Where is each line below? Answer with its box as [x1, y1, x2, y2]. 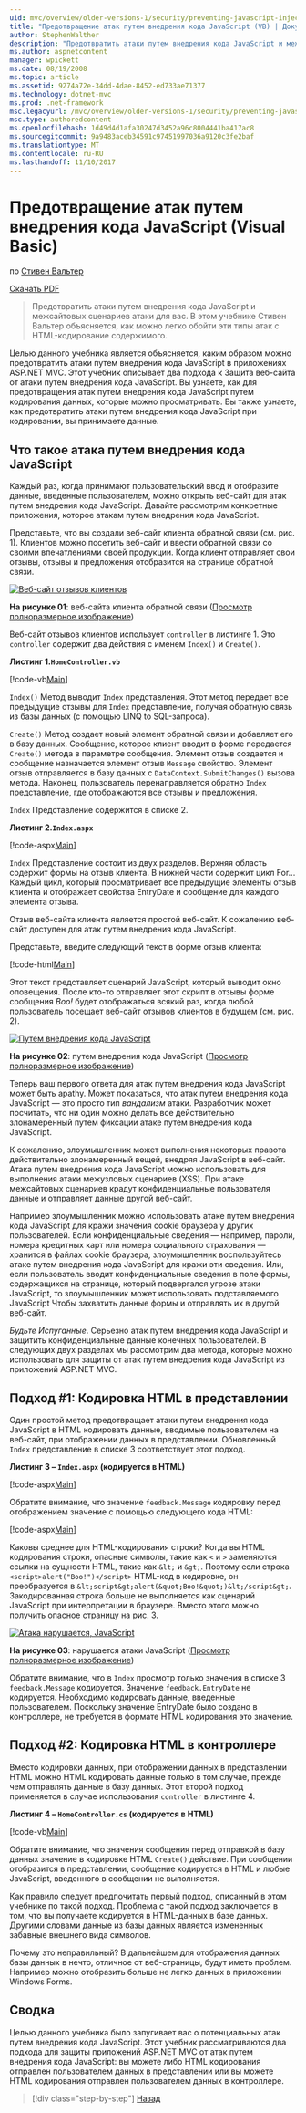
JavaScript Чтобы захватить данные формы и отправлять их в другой [9, 1297, 280, 1309]
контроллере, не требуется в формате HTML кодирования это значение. [9, 1712, 293, 1723]
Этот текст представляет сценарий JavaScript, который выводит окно [9, 977, 282, 988]
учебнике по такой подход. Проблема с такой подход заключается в [9, 1900, 279, 1911]
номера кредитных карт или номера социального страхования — [9, 1240, 266, 1251]
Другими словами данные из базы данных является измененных [9, 1920, 264, 1931]
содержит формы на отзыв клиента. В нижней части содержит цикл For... [9, 868, 296, 879]
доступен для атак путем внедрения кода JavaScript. [28, 923, 237, 935]
